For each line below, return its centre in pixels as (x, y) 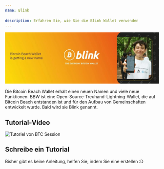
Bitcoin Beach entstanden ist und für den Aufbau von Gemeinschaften (75, 102)
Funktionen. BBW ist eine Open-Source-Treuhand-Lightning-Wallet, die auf (80, 97)
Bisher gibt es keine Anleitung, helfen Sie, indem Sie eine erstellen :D (74, 161)
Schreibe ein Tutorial (37, 150)
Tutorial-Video (28, 122)
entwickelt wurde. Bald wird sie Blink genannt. (51, 107)
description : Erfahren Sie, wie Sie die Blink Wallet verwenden (72, 21)
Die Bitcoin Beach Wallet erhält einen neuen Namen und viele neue (72, 92)
